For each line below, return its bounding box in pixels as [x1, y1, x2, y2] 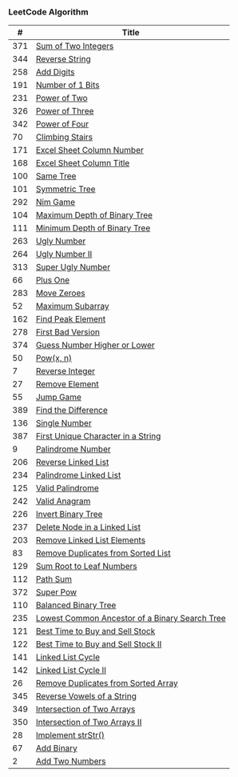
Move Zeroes [35, 287, 85, 298]
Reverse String [35, 54, 92, 65]
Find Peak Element [35, 314, 106, 325]
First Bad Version [35, 326, 100, 338]
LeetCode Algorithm [8, 6, 89, 18]
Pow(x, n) [35, 353, 72, 364]
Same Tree [35, 170, 77, 182]
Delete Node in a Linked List [35, 522, 141, 533]
